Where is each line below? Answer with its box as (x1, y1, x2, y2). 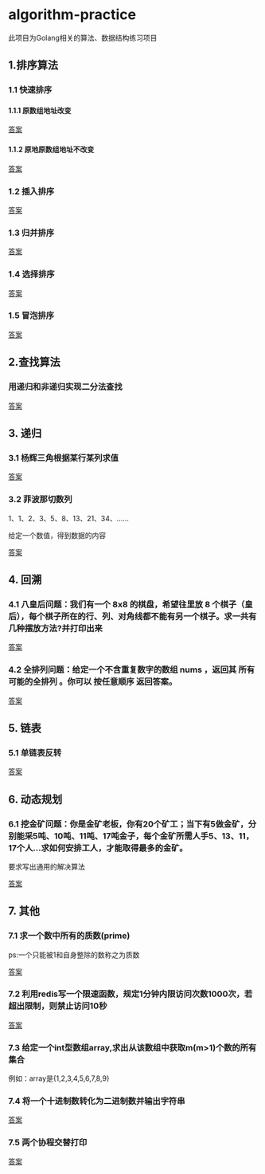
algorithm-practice (8, 6, 137, 24)
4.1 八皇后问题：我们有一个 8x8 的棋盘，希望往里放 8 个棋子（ (8, 599, 245, 610)
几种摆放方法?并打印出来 (8, 622, 103, 634)
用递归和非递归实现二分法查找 (8, 381, 123, 392)
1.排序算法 (8, 58, 59, 73)
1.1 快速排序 (8, 84, 53, 96)
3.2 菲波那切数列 (8, 494, 73, 505)
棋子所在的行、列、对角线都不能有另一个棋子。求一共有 (45, 611, 257, 622)
